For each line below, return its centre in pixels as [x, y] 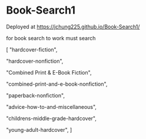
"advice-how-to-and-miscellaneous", [52, 106]
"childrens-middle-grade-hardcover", [52, 118]
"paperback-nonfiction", [35, 95]
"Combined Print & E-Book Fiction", [49, 72]
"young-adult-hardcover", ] [39, 130]
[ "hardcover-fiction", [32, 49]
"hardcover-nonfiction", [35, 61]
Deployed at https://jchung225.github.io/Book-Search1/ [73, 27]
